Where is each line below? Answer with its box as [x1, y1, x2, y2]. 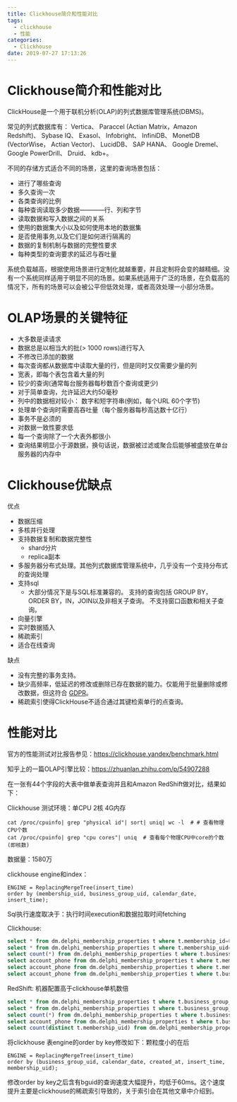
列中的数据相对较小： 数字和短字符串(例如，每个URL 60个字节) [17, 396, 200, 405]
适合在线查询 [17, 641, 55, 649]
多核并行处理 [17, 525, 55, 534]
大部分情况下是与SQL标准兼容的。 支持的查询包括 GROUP [28, 587, 196, 596]
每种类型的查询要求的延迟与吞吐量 [17, 249, 117, 258]
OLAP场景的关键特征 [7, 310, 128, 326]
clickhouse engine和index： [7, 870, 89, 878]
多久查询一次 [17, 188, 55, 196]
